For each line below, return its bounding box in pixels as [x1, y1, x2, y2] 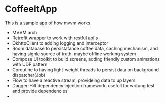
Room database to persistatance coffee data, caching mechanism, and [12, 45, 158, 51]
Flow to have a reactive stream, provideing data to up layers [12, 77, 136, 83]
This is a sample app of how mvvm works [5, 20, 91, 26]
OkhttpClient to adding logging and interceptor [12, 40, 109, 46]
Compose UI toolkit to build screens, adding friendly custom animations [12, 56, 160, 62]
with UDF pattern [12, 61, 48, 67]
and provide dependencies [12, 88, 68, 94]
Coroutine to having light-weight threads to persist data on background [12, 66, 159, 73]
